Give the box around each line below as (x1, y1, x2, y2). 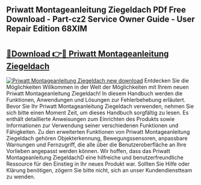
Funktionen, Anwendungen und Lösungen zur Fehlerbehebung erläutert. (6, 96, 186, 103)
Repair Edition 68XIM (6, 24, 87, 34)
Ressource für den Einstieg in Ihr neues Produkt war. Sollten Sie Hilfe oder (6, 160, 190, 168)
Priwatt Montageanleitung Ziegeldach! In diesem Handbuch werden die (6, 90, 183, 97)
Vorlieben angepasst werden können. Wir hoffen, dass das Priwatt (6, 148, 170, 154)
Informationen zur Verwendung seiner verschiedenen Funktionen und (6, 122, 179, 129)
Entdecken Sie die (144, 77, 190, 84)
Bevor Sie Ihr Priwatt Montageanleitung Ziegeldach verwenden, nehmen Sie (6, 102, 194, 110)
